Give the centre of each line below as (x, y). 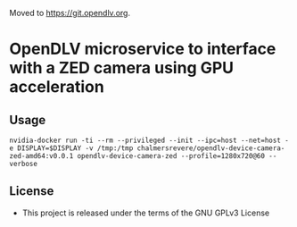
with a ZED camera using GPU (122, 68)
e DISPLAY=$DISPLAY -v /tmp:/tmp (71, 148)
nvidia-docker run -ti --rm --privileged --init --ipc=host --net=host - (149, 140)
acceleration (57, 87)
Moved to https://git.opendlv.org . (70, 13)
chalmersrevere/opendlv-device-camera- (211, 148)
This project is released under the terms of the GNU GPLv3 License (146, 213)
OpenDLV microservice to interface (143, 49)
